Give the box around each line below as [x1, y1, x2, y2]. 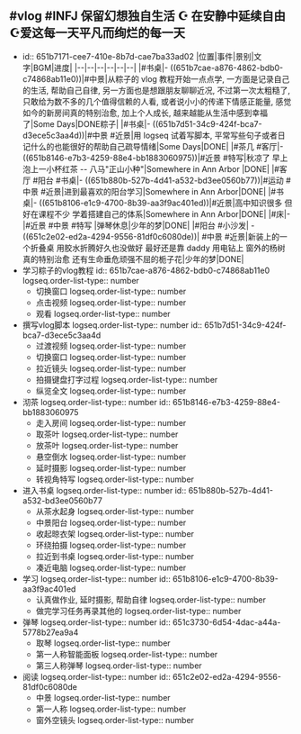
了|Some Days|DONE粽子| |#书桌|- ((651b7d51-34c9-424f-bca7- [22, 118, 262, 129]
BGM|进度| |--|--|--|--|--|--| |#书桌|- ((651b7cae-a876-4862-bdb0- [32, 62, 284, 73]
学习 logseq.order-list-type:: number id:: [22, 573, 171, 584]
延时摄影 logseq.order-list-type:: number [35, 462, 187, 473]
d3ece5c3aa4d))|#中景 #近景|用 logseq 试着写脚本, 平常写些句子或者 [22, 130, 279, 140]
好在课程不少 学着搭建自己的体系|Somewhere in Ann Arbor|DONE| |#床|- [22, 208, 290, 219]
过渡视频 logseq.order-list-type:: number [35, 340, 187, 351]
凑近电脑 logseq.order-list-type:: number [35, 562, 187, 573]
